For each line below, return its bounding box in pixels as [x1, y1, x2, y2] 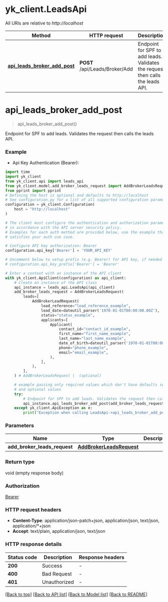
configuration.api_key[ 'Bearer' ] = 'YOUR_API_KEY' [5, 248, 113, 253]
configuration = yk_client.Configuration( [5, 202, 95, 207]
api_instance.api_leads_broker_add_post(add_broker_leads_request [23, 401, 164, 406]
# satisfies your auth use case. [5, 234, 75, 239]
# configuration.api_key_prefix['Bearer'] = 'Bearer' [5, 262, 120, 267]
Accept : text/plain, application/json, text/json [12, 528, 106, 534]
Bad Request [41, 570, 72, 577]
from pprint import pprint [5, 188, 61, 193]
